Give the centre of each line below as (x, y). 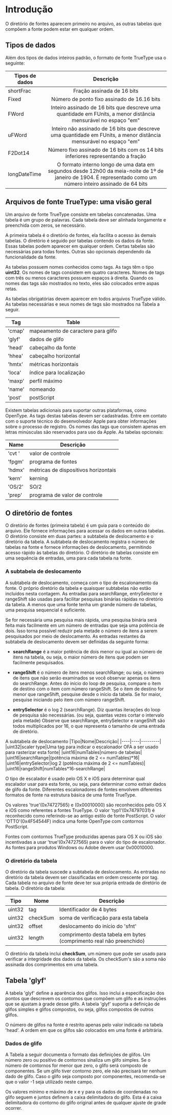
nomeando (42, 389)
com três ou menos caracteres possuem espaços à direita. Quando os (79, 277)
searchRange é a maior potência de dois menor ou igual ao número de (87, 651)
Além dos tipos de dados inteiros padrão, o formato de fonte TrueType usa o (86, 57)
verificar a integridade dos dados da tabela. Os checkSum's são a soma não (86, 959)
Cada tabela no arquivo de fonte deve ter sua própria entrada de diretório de (86, 883)
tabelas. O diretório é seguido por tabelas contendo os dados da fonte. (80, 241)
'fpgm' (16, 462)
